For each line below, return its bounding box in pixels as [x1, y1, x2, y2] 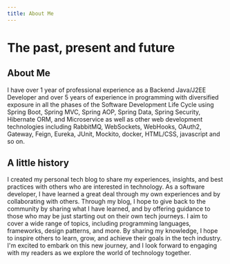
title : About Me [7, 10, 54, 17]
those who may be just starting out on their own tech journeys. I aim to [7, 212, 208, 220]
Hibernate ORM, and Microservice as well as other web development [7, 115, 203, 123]
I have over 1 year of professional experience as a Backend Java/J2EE [7, 86, 207, 94]
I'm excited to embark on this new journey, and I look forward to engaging [7, 241, 218, 249]
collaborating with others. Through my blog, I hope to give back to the [7, 198, 206, 206]
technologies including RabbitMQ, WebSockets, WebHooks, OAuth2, [7, 122, 202, 131]
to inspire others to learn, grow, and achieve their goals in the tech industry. [7, 234, 222, 243]
